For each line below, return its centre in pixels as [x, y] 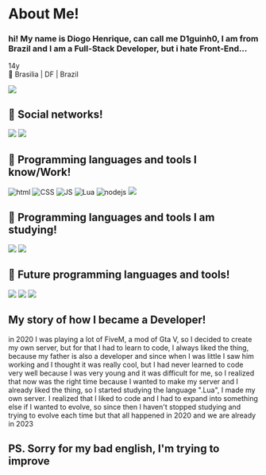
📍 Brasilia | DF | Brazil [44, 74]
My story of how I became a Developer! [107, 320]
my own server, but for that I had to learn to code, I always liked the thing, [129, 348]
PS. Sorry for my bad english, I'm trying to [114, 448]
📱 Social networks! [56, 114]
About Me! [44, 14]
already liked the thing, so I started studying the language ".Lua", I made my [132, 390]
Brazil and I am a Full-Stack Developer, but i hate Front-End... [128, 49]
